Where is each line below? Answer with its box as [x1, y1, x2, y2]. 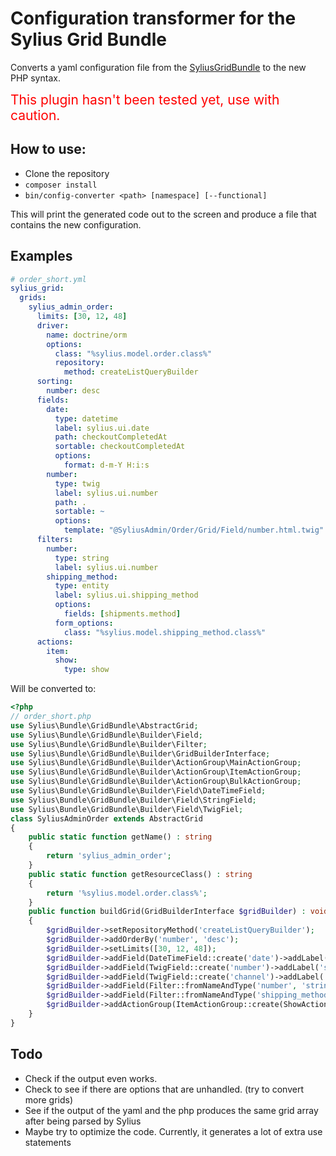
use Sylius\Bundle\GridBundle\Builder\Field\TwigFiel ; [10, 804, 244, 814]
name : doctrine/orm [46, 330, 128, 340]
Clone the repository [24, 167, 110, 179]
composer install [24, 180, 98, 190]
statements [24, 1136, 72, 1148]
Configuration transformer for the [10, 7, 297, 30]
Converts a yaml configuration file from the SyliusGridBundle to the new [10, 61, 307, 73]
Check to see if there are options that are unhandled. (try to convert [24, 1083, 305, 1095]
